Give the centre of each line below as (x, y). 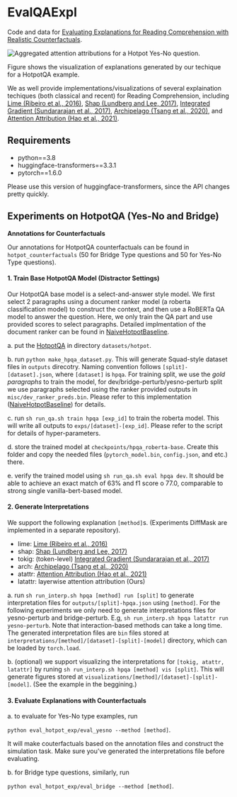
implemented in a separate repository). (64, 530)
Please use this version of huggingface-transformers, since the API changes (118, 186)
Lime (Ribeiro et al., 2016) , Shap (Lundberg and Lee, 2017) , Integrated (109, 103)
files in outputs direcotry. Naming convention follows (84, 366)
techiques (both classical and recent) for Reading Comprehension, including (118, 96)
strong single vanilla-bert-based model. (65, 490)
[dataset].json (30, 375)
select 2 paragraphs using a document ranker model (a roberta (99, 301)
